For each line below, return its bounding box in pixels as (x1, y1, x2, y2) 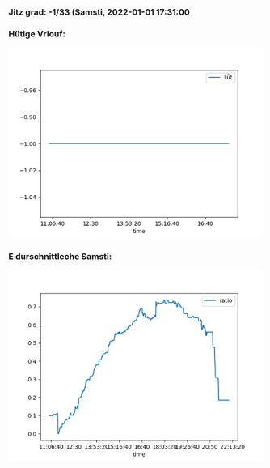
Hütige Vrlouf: (8, 28, 66, 39)
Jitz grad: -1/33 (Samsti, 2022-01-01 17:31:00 (8, 6, 190, 18)
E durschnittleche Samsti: (8, 251, 112, 262)
